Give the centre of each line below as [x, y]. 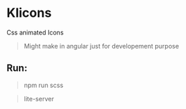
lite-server [39, 98]
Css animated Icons [35, 32]
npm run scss [44, 85]
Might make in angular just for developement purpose [101, 46]
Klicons [29, 13]
